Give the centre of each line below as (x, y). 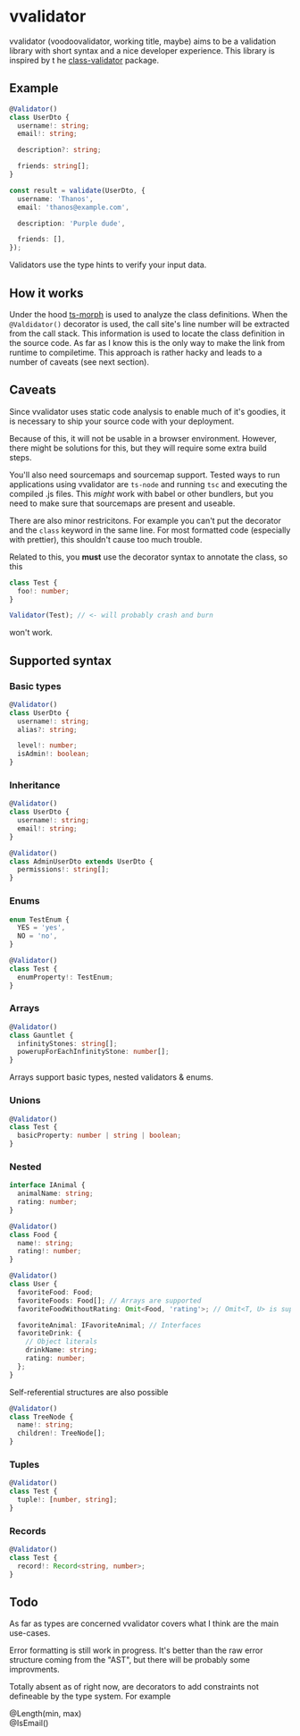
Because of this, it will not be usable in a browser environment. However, (143, 438)
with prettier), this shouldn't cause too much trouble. (106, 539)
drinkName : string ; (62, 1350)
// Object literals (62, 1342)
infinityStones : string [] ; (67, 1043)
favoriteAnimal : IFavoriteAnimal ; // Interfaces (109, 1325)
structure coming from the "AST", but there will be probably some (129, 1660)
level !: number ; (47, 746)
